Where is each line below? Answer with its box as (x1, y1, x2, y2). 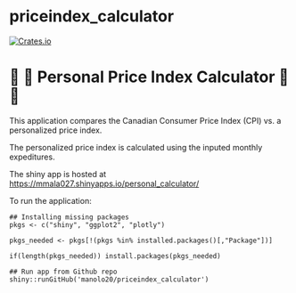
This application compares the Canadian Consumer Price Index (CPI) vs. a (9, 115, 282, 126)
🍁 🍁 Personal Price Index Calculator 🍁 (9, 67, 290, 87)
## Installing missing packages (9, 212, 129, 222)
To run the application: (9, 195, 92, 206)
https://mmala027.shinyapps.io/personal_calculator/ (9, 178, 200, 189)
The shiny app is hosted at (9, 168, 107, 179)
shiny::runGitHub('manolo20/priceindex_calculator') (9, 274, 210, 284)
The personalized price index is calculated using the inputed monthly (9, 142, 263, 152)
